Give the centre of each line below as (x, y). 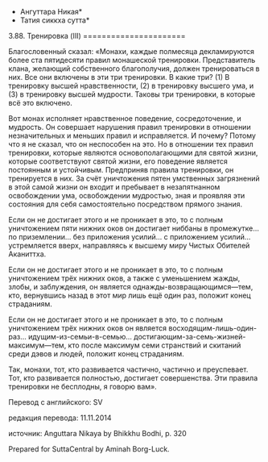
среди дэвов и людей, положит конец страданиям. (96, 354)
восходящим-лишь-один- (213, 328)
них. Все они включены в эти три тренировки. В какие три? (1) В (119, 77)
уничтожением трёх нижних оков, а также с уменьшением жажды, (124, 278)
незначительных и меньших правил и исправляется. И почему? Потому (132, 135)
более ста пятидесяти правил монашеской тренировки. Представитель (132, 60)
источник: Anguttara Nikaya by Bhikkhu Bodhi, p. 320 (97, 433)
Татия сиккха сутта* (55, 20)
